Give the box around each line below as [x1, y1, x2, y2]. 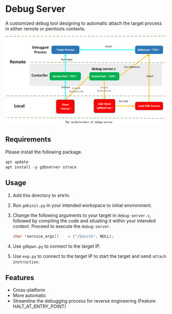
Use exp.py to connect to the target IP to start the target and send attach [12, 253, 166, 259]
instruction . [12, 258, 40, 265]
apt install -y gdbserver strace [5, 164, 77, 170]
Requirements [5, 135, 51, 144]
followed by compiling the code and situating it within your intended [12, 217, 156, 224]
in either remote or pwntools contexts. [5, 25, 86, 31]
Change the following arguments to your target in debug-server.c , [12, 212, 151, 218]
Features [5, 273, 34, 282]
